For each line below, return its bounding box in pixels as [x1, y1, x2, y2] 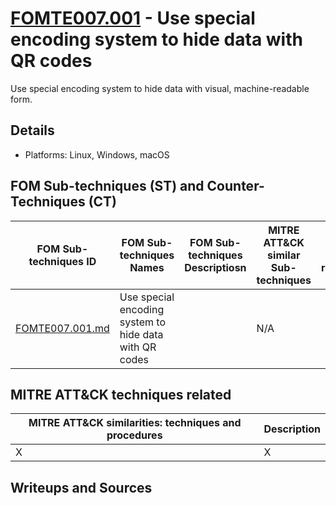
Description [263, 422, 321, 436]
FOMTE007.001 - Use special [10, 7, 256, 30]
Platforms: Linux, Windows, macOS [24, 148, 170, 161]
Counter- [206, 178, 265, 195]
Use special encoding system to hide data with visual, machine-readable [10, 82, 310, 94]
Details [10, 122, 55, 139]
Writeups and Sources [10, 479, 153, 496]
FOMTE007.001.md [15, 321, 110, 335]
